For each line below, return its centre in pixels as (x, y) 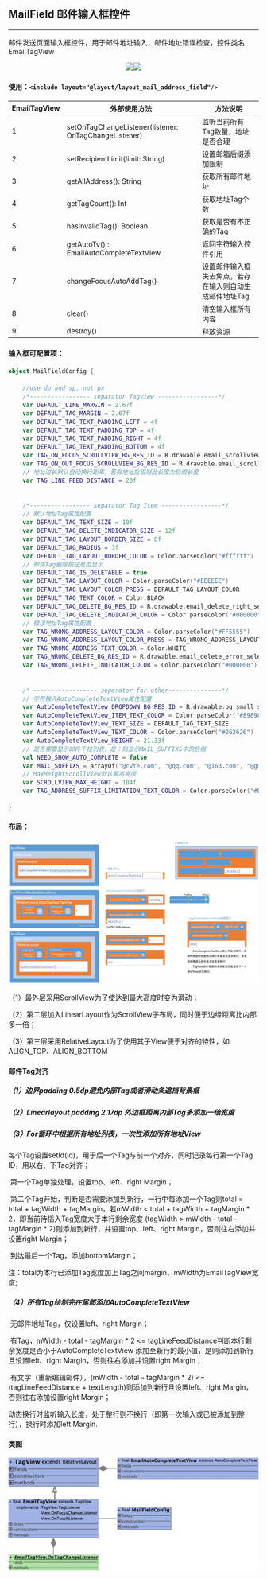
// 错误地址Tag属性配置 (57, 623)
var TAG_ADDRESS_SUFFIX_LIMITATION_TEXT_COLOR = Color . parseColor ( (136, 791)
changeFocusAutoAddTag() (112, 281)
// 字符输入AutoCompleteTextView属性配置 (87, 698)
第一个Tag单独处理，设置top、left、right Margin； (92, 1182)
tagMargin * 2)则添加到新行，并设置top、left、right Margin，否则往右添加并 (132, 1229)
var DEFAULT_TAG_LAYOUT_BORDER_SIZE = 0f (92, 539)
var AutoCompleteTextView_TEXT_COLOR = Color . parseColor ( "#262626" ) (138, 733)
